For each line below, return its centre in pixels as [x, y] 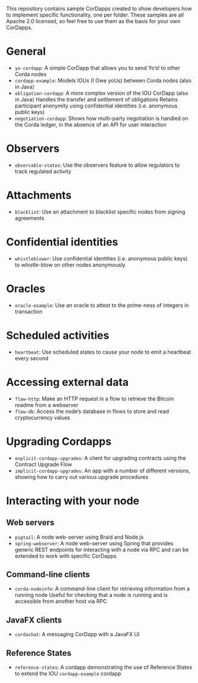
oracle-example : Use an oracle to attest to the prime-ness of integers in [102, 305]
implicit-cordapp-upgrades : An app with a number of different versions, [103, 471]
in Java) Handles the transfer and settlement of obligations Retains [96, 99]
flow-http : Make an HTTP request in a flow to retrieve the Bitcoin [94, 398]
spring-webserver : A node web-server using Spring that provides [94, 543]
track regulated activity [43, 171]
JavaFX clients [34, 620]
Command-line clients [48, 574]
